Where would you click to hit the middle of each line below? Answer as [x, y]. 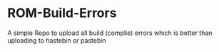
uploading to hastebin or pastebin [57, 40]
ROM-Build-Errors [62, 13]
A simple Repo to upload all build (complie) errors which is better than [110, 33]
